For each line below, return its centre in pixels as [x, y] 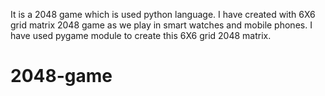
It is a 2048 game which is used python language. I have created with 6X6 [163, 14]
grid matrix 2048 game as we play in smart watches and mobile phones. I [161, 25]
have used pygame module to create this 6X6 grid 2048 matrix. [141, 35]
